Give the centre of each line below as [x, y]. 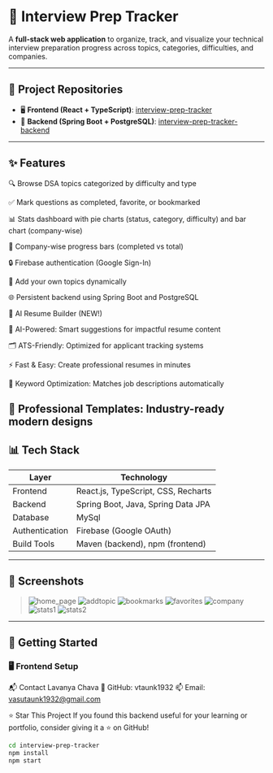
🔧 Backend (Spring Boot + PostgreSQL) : [88, 121]
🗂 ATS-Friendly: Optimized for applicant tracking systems [106, 345]
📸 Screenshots [46, 582]
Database [31, 517]
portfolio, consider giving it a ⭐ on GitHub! [79, 727]
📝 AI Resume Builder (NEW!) [56, 313]
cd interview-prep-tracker [54, 746]
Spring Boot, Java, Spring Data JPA [143, 504]
